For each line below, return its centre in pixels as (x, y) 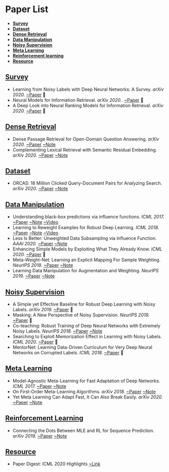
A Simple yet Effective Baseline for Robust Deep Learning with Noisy (84, 304)
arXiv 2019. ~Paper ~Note (40, 436)
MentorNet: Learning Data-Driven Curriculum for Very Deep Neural (82, 347)
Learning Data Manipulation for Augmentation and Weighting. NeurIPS (86, 271)
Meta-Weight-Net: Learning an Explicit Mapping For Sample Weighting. (87, 260)
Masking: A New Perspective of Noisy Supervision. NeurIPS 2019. (81, 315)
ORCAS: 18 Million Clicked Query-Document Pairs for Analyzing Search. (87, 183)
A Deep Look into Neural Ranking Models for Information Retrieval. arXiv (88, 105)
